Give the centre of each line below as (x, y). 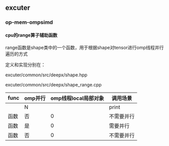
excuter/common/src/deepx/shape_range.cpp (53, 84)
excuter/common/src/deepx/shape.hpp (46, 75)
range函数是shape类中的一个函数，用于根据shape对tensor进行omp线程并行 (84, 47)
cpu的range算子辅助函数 (31, 35)
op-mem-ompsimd (29, 22)
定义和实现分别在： (25, 65)
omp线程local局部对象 (77, 98)
